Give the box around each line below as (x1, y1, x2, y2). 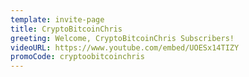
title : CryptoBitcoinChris (10, 24, 123, 34)
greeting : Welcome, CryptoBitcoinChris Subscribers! (10, 33, 235, 43)
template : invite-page (10, 14, 105, 25)
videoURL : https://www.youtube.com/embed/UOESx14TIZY (10, 42, 240, 53)
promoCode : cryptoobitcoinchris (10, 52, 145, 62)
